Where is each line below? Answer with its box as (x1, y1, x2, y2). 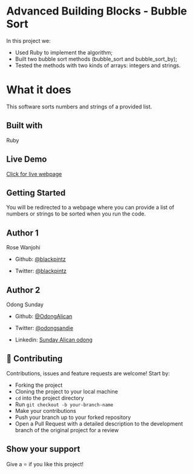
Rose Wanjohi (6, 244, 41, 251)
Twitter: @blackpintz (15, 268, 67, 275)
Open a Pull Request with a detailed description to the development (15, 420, 183, 427)
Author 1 (6, 228, 39, 238)
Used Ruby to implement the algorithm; (15, 48, 113, 56)
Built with (6, 120, 43, 131)
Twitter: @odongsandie (15, 324, 74, 331)
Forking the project (15, 381, 63, 389)
